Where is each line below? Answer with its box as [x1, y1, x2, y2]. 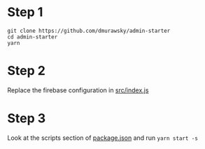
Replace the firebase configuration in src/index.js [7, 85, 149, 94]
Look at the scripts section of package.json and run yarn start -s [7, 134, 198, 142]
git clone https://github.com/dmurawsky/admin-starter [7, 27, 171, 34]
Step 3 [7, 111, 46, 127]
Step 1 [7, 4, 43, 20]
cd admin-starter [7, 33, 58, 41]
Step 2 [7, 63, 45, 79]
